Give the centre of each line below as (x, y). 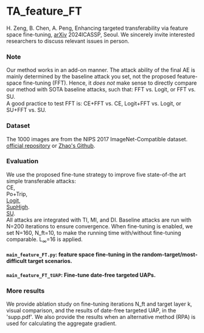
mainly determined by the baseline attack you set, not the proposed (91, 77)
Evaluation (22, 161)
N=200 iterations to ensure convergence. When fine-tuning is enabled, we (100, 226)
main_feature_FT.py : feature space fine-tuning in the (74, 254)
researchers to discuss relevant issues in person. (68, 41)
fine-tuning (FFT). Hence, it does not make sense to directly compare (110, 83)
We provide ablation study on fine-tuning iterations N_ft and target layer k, (99, 304)
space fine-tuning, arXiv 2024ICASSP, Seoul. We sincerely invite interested (100, 34)
